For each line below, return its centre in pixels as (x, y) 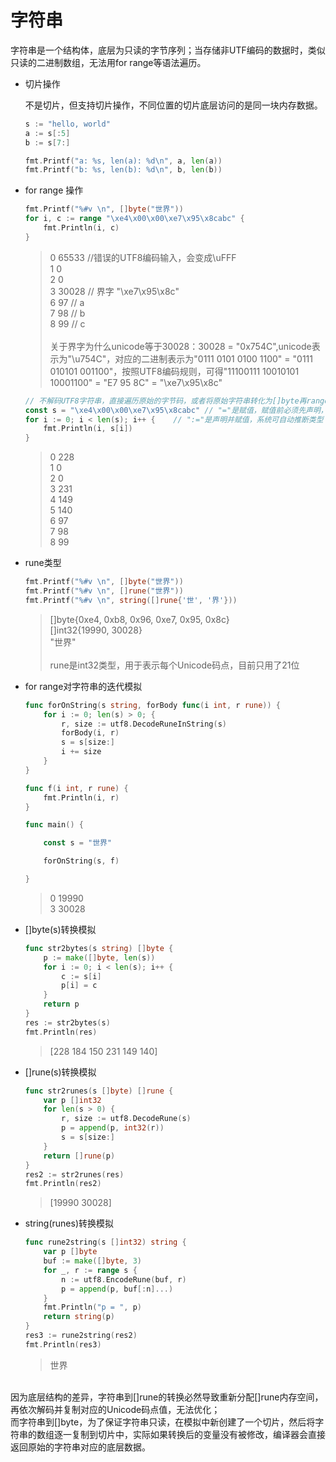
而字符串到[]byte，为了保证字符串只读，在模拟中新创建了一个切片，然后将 (163, 1422)
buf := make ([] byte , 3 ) (93, 1261)
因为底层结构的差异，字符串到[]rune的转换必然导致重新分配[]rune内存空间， (167, 1397)
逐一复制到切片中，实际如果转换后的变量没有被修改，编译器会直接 (189, 1434)
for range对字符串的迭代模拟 (83, 686)
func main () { (54, 825)
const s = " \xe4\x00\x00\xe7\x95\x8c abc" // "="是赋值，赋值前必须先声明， (176, 410)
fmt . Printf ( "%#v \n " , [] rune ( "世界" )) (104, 591)
